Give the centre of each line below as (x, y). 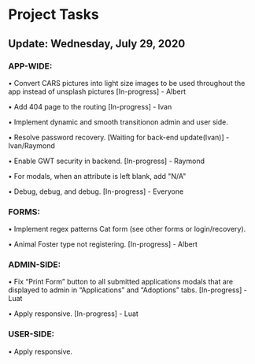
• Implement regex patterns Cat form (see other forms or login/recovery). (127, 229)
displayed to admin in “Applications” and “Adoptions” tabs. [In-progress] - (128, 290)
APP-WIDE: (30, 66)
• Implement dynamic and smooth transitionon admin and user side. (118, 122)
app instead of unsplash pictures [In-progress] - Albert (97, 91)
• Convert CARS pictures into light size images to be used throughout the (127, 83)
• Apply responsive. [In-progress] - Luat (74, 314)
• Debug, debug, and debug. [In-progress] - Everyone (96, 191)
